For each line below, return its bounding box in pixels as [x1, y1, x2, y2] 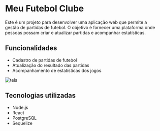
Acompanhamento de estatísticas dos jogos [12, 67, 102, 73]
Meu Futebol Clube [5, 3, 84, 14]
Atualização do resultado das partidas [12, 62, 90, 68]
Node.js [12, 104, 29, 110]
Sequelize [12, 120, 33, 126]
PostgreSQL [12, 115, 37, 121]
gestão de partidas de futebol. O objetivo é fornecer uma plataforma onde [5, 24, 155, 30]
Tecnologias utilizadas [5, 92, 76, 100]
